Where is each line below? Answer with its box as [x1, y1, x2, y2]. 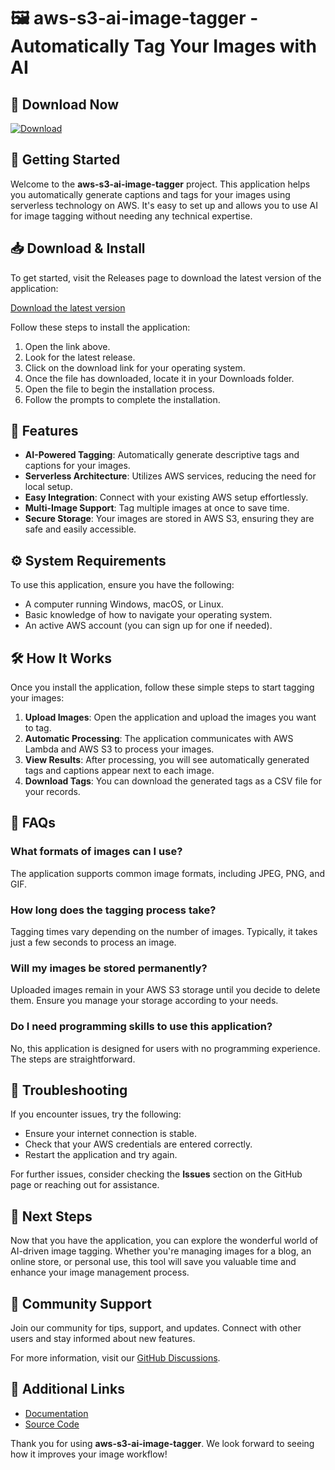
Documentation [24, 1407, 89, 1419]
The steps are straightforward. [10, 1053, 136, 1065]
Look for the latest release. [24, 351, 136, 363]
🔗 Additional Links [10, 1381, 125, 1398]
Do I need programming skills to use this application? [10, 1020, 273, 1034]
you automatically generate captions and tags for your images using [10, 188, 291, 200]
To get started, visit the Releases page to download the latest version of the [10, 271, 322, 284]
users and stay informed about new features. [10, 1333, 196, 1345]
